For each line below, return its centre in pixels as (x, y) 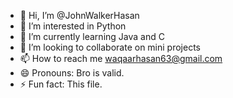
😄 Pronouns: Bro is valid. (72, 73)
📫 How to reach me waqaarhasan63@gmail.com (121, 58)
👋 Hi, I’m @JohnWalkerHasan (79, 15)
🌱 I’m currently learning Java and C (92, 36)
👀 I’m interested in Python (73, 26)
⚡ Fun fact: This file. (61, 84)
